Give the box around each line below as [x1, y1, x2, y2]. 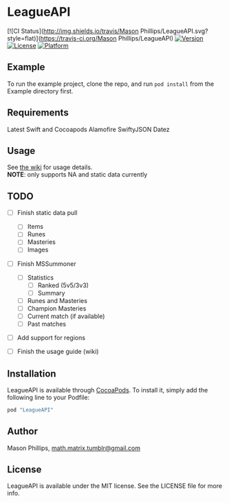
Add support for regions [17, 334, 86, 342]
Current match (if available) [27, 312, 105, 320]
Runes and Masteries [27, 296, 88, 304]
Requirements [7, 107, 69, 119]
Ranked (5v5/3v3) [37, 281, 89, 289]
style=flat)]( [7, 34, 41, 42]
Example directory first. [7, 87, 74, 95]
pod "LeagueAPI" [7, 406, 54, 413]
